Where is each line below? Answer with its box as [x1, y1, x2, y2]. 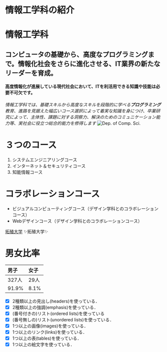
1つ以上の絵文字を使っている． [12, 342, 75, 348]
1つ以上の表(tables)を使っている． [12, 335, 82, 342]
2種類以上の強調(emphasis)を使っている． [12, 304, 99, 310]
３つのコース [5, 140, 57, 151]
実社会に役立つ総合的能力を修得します [18, 120, 96, 126]
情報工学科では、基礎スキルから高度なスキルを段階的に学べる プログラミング [5, 101, 161, 107]
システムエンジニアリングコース [12, 156, 78, 162]
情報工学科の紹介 [5, 4, 75, 16]
